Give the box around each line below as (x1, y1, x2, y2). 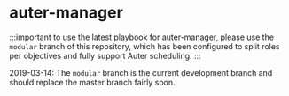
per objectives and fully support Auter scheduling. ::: (9, 50, 201, 61)
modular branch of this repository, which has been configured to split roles (9, 41, 280, 51)
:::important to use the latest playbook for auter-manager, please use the (9, 32, 275, 42)
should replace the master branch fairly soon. (9, 77, 176, 87)
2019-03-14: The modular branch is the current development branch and (9, 67, 273, 78)
